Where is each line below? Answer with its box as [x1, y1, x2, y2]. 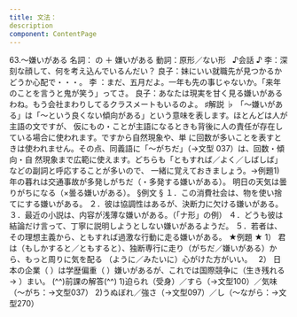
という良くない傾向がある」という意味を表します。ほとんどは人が [47, 110, 288, 120]
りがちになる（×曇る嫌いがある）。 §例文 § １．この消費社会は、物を [9, 188, 259, 198]
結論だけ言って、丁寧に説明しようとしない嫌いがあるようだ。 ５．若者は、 [9, 220, 283, 231]
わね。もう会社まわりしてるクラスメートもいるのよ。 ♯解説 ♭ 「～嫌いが [9, 99, 276, 110]
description [9, 21, 53, 30]
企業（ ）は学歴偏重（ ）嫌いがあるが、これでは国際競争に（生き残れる [24, 265, 285, 275]
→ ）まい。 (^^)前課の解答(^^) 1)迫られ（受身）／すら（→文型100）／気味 [9, 276, 277, 287]
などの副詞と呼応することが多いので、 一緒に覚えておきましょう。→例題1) [9, 166, 280, 176]
